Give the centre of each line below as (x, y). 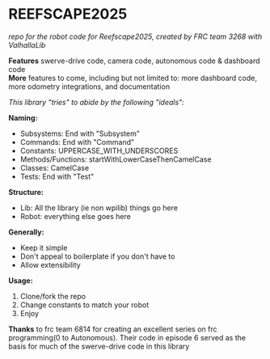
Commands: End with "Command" (77, 141)
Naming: (23, 117)
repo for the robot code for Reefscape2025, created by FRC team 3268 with (135, 36)
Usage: (21, 281)
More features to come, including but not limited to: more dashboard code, (133, 78)
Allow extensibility (50, 264)
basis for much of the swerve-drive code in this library (99, 346)
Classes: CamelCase (55, 167)
